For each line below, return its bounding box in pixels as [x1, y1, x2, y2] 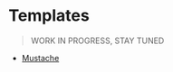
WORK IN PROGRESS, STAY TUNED [30, 35, 165, 46]
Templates [8, 5, 90, 26]
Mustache [21, 52, 60, 63]
